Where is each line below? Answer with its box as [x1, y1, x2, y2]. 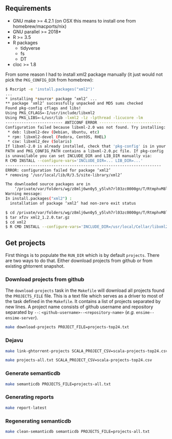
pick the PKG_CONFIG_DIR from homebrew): [5, 76, 94, 83]
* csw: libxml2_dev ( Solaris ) [7, 139, 72, 144]
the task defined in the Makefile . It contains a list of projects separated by [5, 298, 161, 305]
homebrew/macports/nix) [12, 23, 67, 29]
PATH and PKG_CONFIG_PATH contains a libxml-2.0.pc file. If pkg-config [5, 149, 164, 154]
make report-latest [5, 405, 47, 410]
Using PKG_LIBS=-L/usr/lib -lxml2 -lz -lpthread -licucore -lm [5, 115, 143, 121]
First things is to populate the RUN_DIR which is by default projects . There [5, 252, 160, 258]
